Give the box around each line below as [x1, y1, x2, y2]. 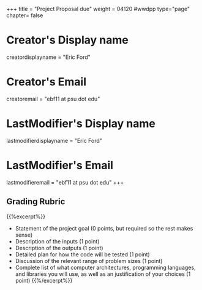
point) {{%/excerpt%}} [15, 277, 73, 284]
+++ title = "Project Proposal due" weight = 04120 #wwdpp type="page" [6, 6, 190, 12]
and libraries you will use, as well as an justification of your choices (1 [15, 270, 191, 278]
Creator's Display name [6, 33, 129, 47]
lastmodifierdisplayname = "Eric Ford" [6, 137, 103, 144]
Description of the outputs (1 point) [15, 244, 103, 251]
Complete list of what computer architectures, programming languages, [15, 264, 196, 271]
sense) [15, 231, 33, 238]
